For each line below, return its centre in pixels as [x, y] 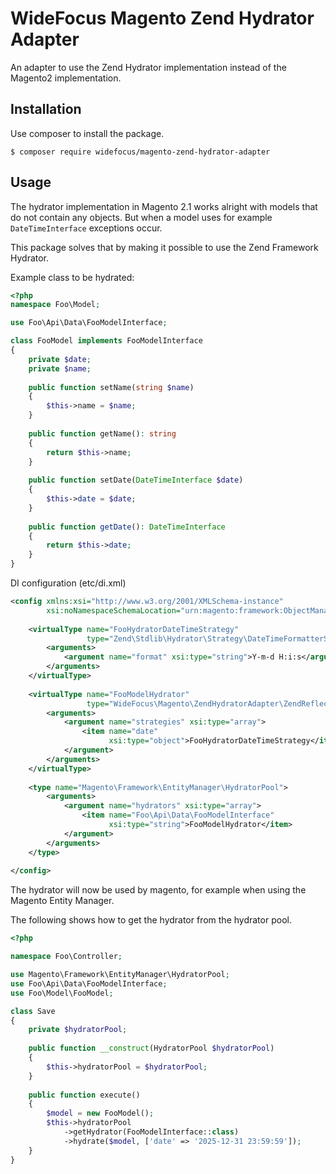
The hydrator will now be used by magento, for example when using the [158, 890]
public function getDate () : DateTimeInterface [127, 527]
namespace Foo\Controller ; [66, 957]
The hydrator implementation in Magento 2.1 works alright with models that [164, 206]
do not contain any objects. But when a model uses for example [141, 217]
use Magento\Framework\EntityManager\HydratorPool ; [120, 975]
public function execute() [84, 1095]
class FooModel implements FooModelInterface [106, 341]
